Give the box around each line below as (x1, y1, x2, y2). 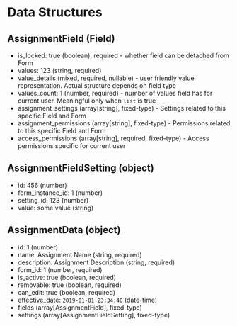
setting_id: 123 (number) (17, 196, 89, 204)
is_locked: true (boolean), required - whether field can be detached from (17, 51, 230, 60)
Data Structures (7, 4, 103, 21)
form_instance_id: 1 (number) (17, 189, 103, 197)
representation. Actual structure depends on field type (17, 81, 177, 89)
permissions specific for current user (17, 142, 126, 150)
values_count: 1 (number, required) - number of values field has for (17, 89, 213, 97)
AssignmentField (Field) (7, 33, 115, 45)
